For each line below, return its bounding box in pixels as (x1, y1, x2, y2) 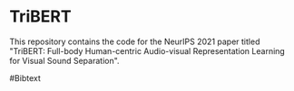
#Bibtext (9, 72, 41, 83)
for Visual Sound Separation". (9, 55, 120, 66)
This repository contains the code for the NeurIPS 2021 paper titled (9, 36, 260, 47)
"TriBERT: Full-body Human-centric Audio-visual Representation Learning (9, 45, 286, 56)
